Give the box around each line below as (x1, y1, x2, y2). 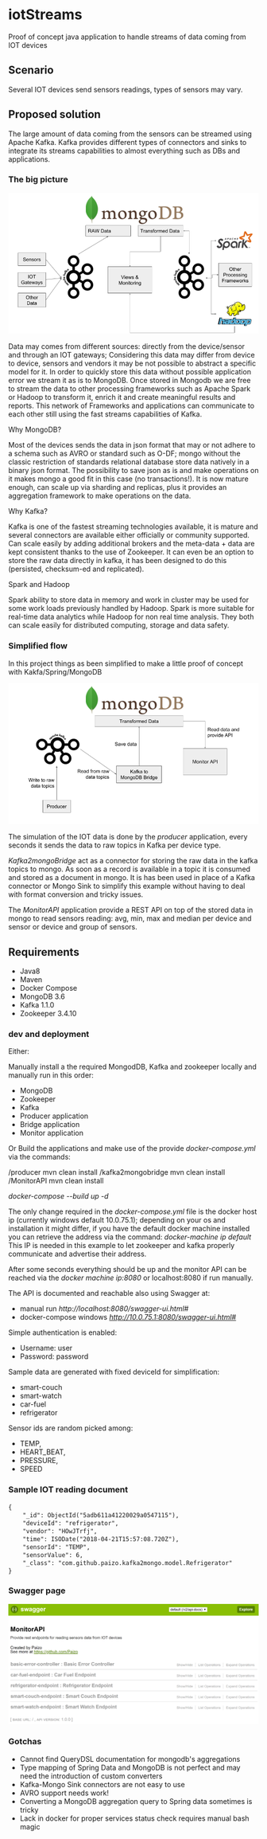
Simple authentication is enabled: (8, 1328, 118, 1337)
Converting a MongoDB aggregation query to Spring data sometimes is (19, 1796, 253, 1806)
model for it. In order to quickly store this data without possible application (8, 367, 252, 377)
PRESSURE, (19, 1456, 59, 1465)
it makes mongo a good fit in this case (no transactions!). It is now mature (8, 474, 249, 483)
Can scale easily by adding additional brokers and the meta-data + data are (8, 539, 256, 549)
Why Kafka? (8, 507, 48, 516)
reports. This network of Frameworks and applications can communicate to (8, 401, 255, 411)
